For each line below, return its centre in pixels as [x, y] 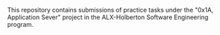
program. [21, 24]
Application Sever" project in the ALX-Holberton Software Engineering [108, 17]
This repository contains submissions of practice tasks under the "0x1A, [110, 10]
